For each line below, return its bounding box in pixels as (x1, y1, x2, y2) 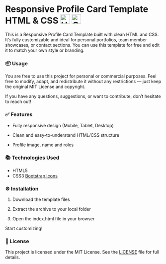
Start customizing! (5, 225, 43, 232)
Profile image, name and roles (12, 142, 74, 148)
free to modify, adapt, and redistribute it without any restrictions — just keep (5, 79, 162, 85)
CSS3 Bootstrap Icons (12, 173, 58, 178)
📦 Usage (5, 60, 28, 67)
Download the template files (12, 196, 70, 202)
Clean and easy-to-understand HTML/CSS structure (12, 132, 119, 138)
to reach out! (5, 98, 31, 105)
